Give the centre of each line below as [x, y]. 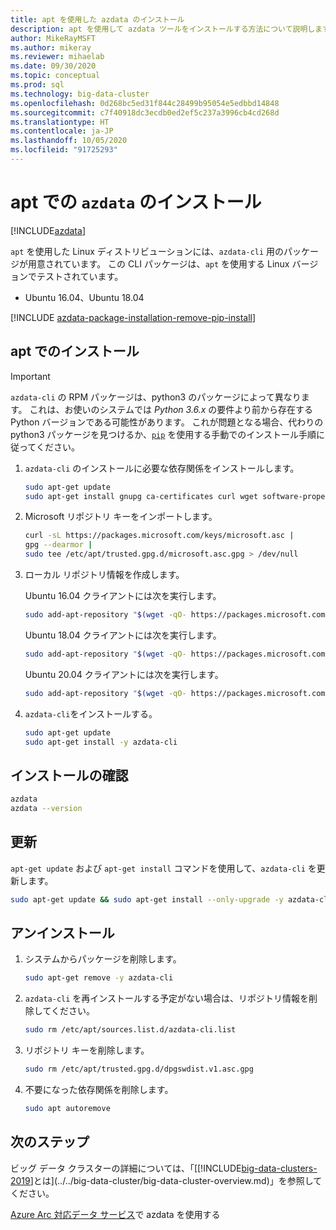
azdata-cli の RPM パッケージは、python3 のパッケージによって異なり [156, 397]
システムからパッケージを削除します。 [103, 959]
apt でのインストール [75, 351]
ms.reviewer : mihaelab [57, 57]
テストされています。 [80, 276]
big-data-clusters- [279, 1168]
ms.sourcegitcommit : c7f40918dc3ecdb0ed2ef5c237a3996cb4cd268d [145, 112]
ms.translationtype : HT [60, 122]
